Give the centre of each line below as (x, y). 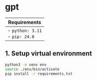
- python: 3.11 (25, 30)
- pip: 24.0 (21, 36)
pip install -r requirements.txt (39, 74)
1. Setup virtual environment (48, 54)
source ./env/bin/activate (32, 69)
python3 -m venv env (26, 65)
